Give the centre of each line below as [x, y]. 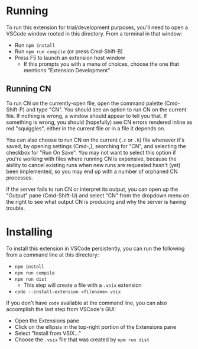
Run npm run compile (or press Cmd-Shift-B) [69, 51]
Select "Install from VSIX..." [48, 333]
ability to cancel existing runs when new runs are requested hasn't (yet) [93, 165]
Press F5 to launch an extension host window [70, 57]
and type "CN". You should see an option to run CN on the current [106, 109]
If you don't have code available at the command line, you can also [87, 303]
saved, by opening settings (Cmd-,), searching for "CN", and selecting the [96, 146]
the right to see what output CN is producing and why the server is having [96, 201]
